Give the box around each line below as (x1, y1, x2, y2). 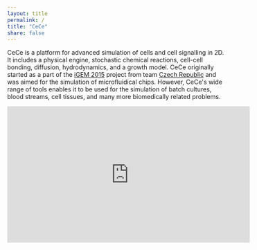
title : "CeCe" (7, 23, 48, 30)
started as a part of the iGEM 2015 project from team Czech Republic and (7, 71, 217, 79)
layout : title (7, 10, 48, 17)
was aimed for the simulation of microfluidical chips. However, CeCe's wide (7, 78, 223, 87)
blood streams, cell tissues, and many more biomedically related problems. (7, 93, 221, 101)
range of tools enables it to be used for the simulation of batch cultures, (7, 85, 212, 93)
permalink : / (7, 17, 45, 24)
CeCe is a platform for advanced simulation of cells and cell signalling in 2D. (7, 48, 224, 57)
